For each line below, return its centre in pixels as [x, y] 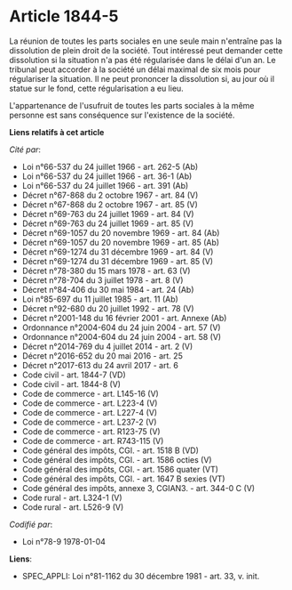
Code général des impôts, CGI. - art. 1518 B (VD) [110, 450]
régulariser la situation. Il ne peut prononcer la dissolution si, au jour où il [142, 78]
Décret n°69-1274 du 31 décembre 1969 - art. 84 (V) [118, 252]
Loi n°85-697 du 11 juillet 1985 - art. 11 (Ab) [100, 299]
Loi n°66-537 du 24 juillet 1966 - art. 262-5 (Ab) [110, 166]
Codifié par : [31, 524]
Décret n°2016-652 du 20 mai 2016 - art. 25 [103, 356]
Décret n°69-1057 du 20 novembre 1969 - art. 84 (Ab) [121, 232]
